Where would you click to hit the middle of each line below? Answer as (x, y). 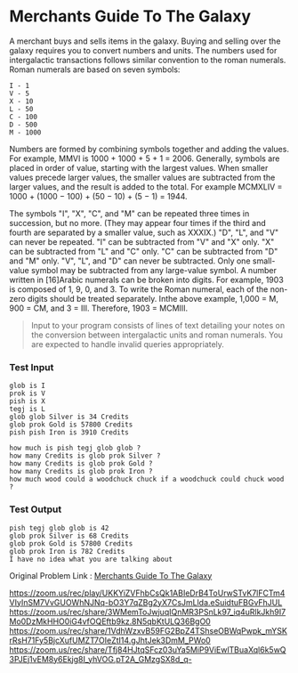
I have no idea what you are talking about (91, 559)
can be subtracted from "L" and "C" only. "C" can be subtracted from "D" (144, 251)
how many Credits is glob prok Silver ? (85, 456)
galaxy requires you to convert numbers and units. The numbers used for (143, 50)
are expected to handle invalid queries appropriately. (128, 344)
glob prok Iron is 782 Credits (67, 551)
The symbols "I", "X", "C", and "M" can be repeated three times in (129, 213)
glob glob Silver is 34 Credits (69, 417)
